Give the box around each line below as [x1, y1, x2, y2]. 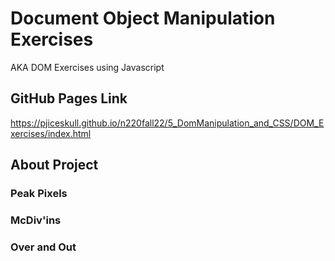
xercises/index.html [10, 127, 92, 139]
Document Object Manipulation [10, 7, 276, 30]
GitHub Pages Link [10, 90, 128, 107]
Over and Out [10, 240, 77, 254]
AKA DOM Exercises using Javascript [10, 61, 165, 73]
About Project [10, 157, 99, 174]
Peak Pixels [10, 187, 68, 201]
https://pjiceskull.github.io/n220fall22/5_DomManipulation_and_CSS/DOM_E [10, 117, 325, 129]
